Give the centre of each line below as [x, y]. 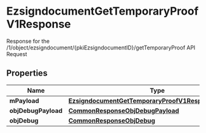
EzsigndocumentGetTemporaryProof [103, 11]
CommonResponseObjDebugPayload [124, 110]
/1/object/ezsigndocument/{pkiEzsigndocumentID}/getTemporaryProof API [101, 48]
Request [17, 54]
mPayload [25, 101]
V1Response [39, 24]
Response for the [28, 41]
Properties [27, 74]
